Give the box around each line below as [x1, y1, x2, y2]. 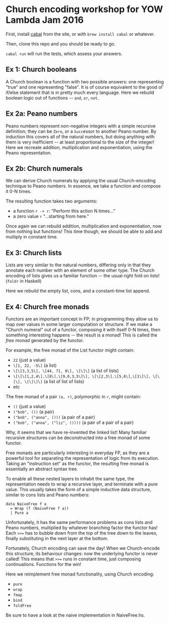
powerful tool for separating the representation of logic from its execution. [6, 455, 159, 461]
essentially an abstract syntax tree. [6, 466, 78, 472]
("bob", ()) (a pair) [13, 409, 54, 415]
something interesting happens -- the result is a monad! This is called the [6, 332, 157, 338]
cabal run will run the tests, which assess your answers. [6, 51, 123, 57]
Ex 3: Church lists [6, 249, 62, 257]
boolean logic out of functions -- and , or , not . [6, 94, 99, 101]
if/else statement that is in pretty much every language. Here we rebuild [6, 89, 154, 95]
